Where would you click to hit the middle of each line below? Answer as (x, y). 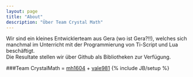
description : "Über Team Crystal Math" (55, 22)
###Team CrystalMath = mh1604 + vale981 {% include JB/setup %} (88, 68)
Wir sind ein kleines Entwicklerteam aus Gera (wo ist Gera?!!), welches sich (96, 39)
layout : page (22, 11)
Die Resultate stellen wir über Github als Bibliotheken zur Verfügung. (89, 57)
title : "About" (25, 17)
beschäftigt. (20, 51)
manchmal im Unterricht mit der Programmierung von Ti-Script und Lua (92, 45)
